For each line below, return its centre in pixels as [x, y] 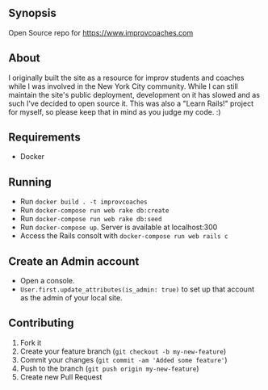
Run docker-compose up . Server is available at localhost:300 [119, 227]
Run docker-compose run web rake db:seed [91, 219]
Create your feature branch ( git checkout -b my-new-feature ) [123, 351]
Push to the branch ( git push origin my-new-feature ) [109, 368]
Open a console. [47, 281]
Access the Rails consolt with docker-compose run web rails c [124, 236]
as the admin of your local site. [71, 298]
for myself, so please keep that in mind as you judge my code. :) [115, 111]
